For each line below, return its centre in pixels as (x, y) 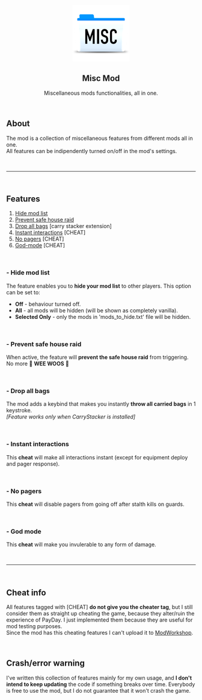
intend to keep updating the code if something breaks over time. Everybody (101, 684)
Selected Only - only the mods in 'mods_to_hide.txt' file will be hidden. (103, 317)
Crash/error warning (46, 664)
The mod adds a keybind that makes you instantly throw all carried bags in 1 (101, 404)
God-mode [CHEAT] (40, 245)
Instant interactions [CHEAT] (50, 233)
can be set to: (23, 292)
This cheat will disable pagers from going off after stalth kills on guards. (95, 504)
